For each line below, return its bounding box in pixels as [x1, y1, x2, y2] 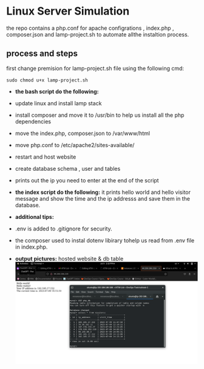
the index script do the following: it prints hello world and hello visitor [15, 188, 191, 196]
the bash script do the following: [15, 88, 99, 95]
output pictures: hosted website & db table [15, 255, 124, 262]
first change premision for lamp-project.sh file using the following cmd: [6, 64, 184, 72]
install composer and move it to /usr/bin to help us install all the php [15, 111, 185, 119]
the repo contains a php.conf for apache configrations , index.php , [6, 24, 174, 32]
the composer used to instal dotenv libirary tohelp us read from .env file [15, 236, 195, 244]
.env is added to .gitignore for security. [15, 225, 112, 232]
